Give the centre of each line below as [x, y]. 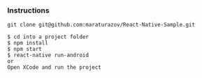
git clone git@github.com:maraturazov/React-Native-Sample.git [101, 25]
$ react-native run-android [48, 55]
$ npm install [28, 43]
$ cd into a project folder [48, 37]
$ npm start [24, 49]
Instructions [29, 10]
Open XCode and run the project [54, 68]
